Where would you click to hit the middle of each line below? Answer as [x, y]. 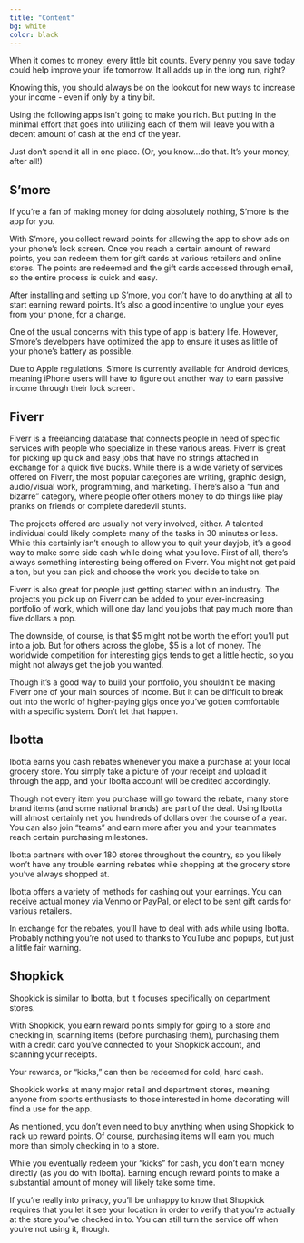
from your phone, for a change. [68, 315]
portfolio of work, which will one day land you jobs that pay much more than [151, 608]
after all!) [26, 161]
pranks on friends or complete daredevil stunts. [98, 506]
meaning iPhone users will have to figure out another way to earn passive [147, 378]
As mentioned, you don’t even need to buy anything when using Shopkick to [152, 1126]
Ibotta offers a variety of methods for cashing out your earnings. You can [146, 891]
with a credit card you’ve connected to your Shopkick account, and [135, 1044]
